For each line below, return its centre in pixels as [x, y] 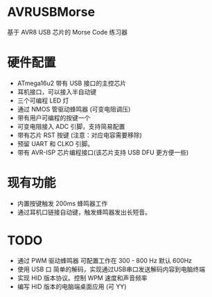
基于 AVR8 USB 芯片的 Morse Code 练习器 [68, 32]
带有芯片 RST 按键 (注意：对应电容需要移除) [79, 135]
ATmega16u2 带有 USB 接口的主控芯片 [72, 83]
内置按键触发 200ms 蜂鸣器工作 [62, 203]
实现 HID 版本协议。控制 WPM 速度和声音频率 [82, 278]
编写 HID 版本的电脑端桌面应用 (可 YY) [72, 286]
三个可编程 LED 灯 [43, 100]
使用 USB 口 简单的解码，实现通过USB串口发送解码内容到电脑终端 [111, 269]
